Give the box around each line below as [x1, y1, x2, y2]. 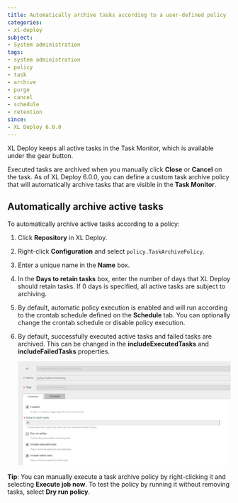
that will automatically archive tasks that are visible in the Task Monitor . [7, 180, 217, 188]
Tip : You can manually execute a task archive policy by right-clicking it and [7, 472, 227, 481]
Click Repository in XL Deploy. [17, 233, 108, 242]
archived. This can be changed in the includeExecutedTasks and [17, 339, 209, 348]
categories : [7, 18, 42, 26]
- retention [7, 108, 42, 116]
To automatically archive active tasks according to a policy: [7, 220, 180, 228]
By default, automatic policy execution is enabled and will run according [17, 303, 228, 312]
